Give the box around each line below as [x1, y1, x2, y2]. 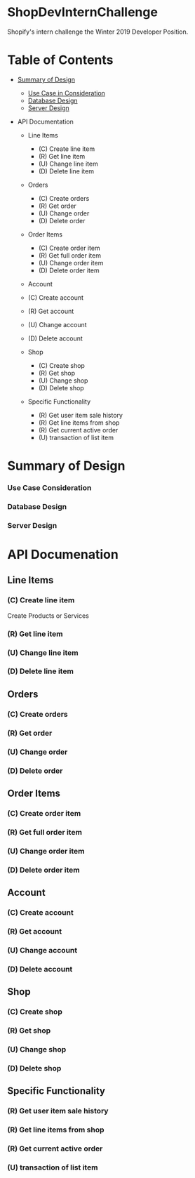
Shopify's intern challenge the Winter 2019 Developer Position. [7, 27, 189, 36]
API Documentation [17, 117, 74, 126]
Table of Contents [7, 52, 114, 68]
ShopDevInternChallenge [7, 4, 158, 20]
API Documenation [7, 547, 119, 562]
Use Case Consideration [7, 482, 92, 492]
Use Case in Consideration [27, 88, 105, 97]
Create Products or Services [7, 611, 90, 620]
